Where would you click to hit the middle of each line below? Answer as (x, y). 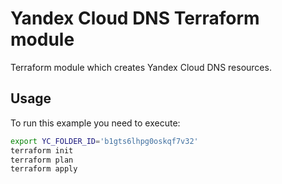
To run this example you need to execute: (95, 123)
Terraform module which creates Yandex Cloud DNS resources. (141, 67)
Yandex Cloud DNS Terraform (135, 18)
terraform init (42, 150)
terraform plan (42, 160)
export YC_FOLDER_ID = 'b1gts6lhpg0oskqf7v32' (104, 141)
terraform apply (44, 169)
